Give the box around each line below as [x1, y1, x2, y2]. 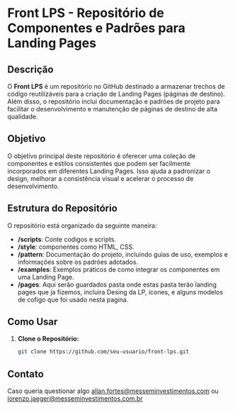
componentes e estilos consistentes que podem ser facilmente [7, 159, 191, 167]
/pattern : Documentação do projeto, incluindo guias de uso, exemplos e [17, 250, 229, 258]
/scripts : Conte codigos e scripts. [17, 235, 117, 243]
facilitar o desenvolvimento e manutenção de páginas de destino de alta [7, 105, 218, 113]
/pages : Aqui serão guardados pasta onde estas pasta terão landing [17, 280, 217, 289]
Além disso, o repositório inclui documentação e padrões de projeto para [7, 97, 221, 106]
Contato [7, 367, 44, 380]
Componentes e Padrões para [7, 20, 186, 36]
